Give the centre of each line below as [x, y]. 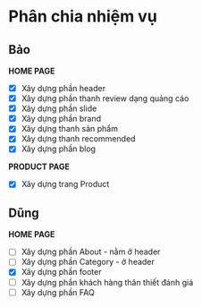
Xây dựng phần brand [61, 119]
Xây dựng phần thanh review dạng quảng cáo [105, 98]
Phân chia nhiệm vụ [83, 17]
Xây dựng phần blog [58, 149]
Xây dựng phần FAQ [58, 292]
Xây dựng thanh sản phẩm [69, 129]
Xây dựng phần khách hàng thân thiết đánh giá [107, 282]
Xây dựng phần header [63, 88]
